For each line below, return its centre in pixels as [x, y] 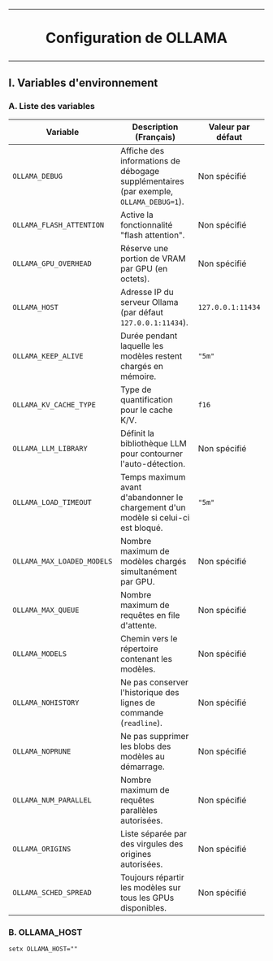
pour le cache [147, 410]
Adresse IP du [147, 292]
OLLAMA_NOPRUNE [42, 751]
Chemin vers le [149, 638]
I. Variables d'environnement [83, 83]
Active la [137, 215]
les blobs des [146, 746]
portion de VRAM [153, 259]
